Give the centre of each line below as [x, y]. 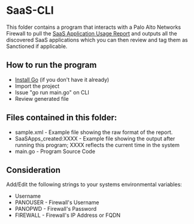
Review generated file [42, 98]
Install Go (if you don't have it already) [62, 79]
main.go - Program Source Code [55, 151]
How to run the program [51, 65]
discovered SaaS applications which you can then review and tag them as [97, 40]
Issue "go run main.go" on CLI [52, 92]
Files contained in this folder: [62, 118]
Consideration [34, 170]
